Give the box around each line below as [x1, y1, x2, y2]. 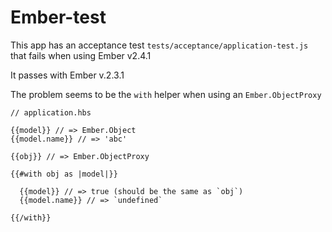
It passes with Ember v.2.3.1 [10, 69, 125, 81]
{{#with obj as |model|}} [10, 169, 118, 179]
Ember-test [10, 6, 107, 29]
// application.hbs [10, 107, 92, 118]
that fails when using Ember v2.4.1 [10, 49, 152, 61]
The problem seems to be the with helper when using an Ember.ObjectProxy [10, 88, 322, 100]
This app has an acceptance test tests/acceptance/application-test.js [10, 39, 309, 51]
